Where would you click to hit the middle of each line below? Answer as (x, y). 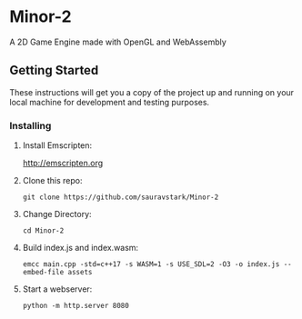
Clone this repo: (52, 181)
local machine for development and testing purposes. (110, 102)
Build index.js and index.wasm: (81, 248)
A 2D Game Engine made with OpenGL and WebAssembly (118, 42)
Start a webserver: (57, 289)
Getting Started (54, 70)
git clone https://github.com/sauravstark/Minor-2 (121, 197)
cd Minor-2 (43, 231)
